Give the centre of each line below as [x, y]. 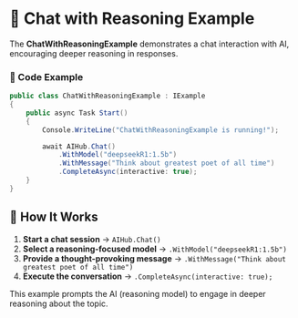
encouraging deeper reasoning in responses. [94, 53]
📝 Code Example [46, 77]
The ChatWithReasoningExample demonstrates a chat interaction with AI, [149, 44]
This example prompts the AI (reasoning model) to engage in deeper [138, 293]
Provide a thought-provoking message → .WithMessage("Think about [154, 258]
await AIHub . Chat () [79, 146]
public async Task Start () [77, 113]
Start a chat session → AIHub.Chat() [92, 239]
